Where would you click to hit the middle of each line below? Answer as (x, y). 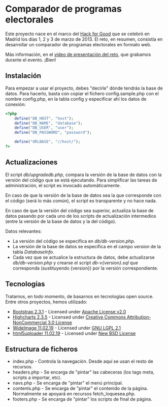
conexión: (16, 104)
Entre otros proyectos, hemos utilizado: (46, 302)
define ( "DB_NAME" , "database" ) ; (48, 123)
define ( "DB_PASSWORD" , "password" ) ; (53, 133)
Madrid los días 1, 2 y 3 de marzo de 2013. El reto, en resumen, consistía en (84, 39)
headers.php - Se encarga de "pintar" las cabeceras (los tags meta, (83, 372)
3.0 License (60, 322)
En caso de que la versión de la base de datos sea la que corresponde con (83, 195)
